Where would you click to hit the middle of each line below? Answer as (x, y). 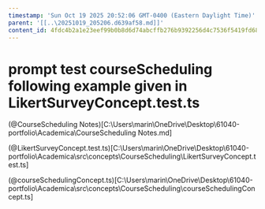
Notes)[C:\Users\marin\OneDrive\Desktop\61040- (160, 125)
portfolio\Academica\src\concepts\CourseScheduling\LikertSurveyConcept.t (132, 157)
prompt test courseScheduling (110, 69)
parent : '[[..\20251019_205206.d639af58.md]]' (86, 23)
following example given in (98, 86)
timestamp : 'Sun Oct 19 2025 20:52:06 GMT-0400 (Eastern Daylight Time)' (132, 15)
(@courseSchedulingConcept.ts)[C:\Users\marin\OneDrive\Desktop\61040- (131, 180)
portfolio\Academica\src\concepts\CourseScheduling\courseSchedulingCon (132, 188)
